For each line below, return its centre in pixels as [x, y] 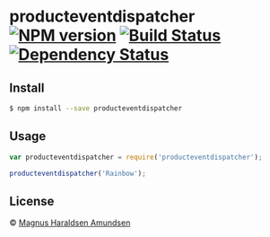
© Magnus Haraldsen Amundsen [70, 223]
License [32, 201]
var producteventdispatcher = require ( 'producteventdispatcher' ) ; [136, 157]
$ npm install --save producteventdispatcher [96, 109]
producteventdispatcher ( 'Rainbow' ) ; [78, 173]
